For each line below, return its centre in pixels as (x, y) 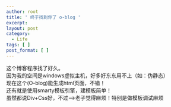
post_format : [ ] (28, 51)
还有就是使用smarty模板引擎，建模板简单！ (59, 90)
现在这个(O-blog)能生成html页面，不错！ (56, 83)
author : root (22, 12)
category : (18, 34)
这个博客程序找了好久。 (35, 68)
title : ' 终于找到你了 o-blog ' (44, 17)
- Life (20, 39)
